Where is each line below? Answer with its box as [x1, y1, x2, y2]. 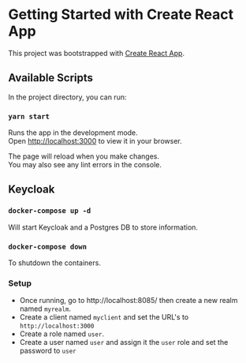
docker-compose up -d [8, 207, 91, 215]
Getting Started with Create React [8, 6, 234, 24]
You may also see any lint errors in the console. [8, 160, 162, 170]
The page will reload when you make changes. [8, 152, 160, 161]
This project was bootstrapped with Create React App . [8, 48, 185, 58]
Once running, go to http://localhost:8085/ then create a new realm [19, 296, 238, 305]
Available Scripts [8, 71, 93, 84]
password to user [19, 346, 76, 356]
